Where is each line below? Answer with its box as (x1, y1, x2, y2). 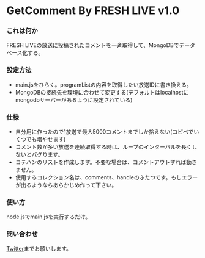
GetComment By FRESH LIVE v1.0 (6, 4, 180, 18)
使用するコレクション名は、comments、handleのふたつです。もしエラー (15, 174, 198, 181)
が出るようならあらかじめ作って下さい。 (15, 181, 117, 189)
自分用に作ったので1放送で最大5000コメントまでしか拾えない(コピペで (15, 128, 194, 135)
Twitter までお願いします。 (6, 245, 72, 252)
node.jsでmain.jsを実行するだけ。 (6, 213, 91, 220)
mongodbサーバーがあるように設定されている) (15, 96, 133, 104)
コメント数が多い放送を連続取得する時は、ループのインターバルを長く (15, 143, 192, 151)
